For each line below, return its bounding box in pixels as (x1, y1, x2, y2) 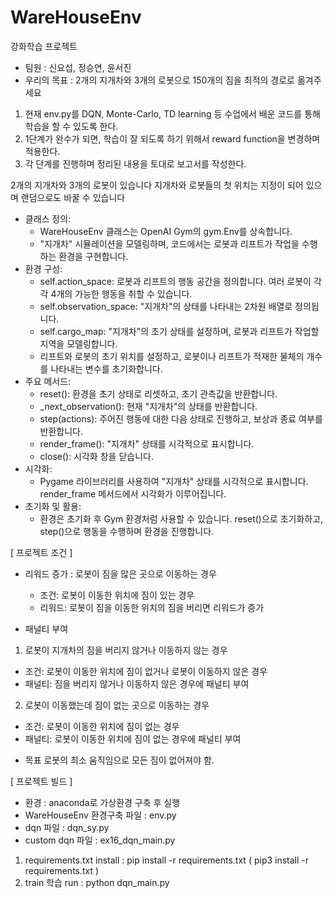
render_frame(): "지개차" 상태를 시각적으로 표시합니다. (39, 437, 255, 450)
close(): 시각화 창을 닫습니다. (39, 450, 154, 462)
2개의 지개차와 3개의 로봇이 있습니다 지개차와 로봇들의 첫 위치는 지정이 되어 (10, 179, 304, 191)
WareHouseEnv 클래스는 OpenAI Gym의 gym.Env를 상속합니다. (39, 225, 293, 237)
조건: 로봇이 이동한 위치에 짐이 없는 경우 (24, 720, 180, 732)
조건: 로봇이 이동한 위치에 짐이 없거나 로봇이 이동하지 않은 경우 (24, 665, 268, 677)
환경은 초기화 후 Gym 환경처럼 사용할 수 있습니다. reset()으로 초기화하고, (39, 512, 324, 525)
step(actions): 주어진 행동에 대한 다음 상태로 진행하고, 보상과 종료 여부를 (39, 412, 323, 425)
